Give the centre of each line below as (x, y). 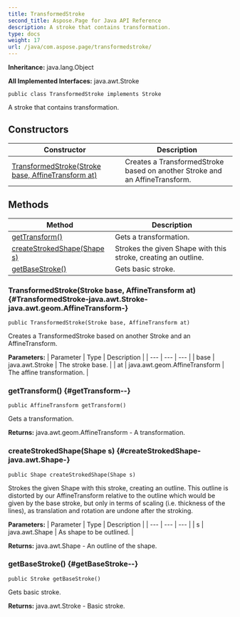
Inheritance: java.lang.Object (51, 67)
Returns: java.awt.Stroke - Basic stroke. (67, 606)
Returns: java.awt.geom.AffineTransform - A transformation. (97, 433)
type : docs (24, 34)
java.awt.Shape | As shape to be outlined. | (71, 532)
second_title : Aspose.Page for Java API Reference (85, 21)
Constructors (38, 130)
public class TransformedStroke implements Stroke (85, 94)
